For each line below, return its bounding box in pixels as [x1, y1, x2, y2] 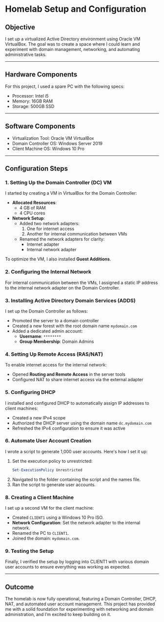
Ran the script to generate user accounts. [12, 482, 96, 488]
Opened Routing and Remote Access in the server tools [12, 371, 125, 377]
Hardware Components [5, 70, 78, 79]
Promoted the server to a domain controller [12, 317, 99, 323]
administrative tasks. [5, 52, 47, 57]
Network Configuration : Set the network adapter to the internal [12, 519, 141, 525]
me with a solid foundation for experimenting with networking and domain [5, 606, 154, 612]
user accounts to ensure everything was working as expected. [5, 564, 131, 570]
